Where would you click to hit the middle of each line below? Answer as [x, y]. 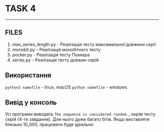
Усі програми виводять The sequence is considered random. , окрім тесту [80, 114]
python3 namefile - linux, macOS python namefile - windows [66, 87]
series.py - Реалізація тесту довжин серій [55, 60]
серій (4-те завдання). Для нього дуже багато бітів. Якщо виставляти [77, 119]
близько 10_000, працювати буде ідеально [49, 125]
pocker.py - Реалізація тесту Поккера [51, 55]
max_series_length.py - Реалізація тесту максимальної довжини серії [84, 44]
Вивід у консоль [31, 102]
